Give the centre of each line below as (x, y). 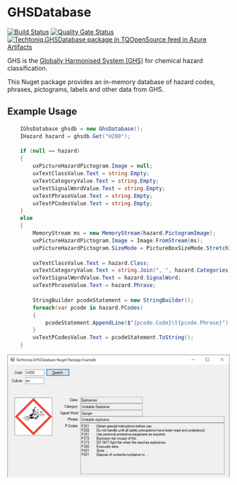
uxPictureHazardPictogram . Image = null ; (93, 166)
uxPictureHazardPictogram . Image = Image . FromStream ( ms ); (118, 240)
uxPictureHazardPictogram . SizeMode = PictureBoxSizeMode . (120, 248)
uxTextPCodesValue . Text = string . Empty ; (93, 203)
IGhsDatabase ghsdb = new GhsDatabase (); (81, 129)
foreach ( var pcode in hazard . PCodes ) (88, 308)
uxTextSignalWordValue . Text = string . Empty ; (99, 188)
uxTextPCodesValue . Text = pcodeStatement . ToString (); (113, 338)
